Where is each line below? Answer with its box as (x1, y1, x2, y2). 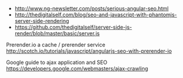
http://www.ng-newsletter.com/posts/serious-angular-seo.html (14, 5, 169, 12)
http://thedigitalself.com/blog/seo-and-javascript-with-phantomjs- (14, 11, 178, 18)
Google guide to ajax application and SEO (6, 59, 108, 66)
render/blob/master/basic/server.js (14, 30, 100, 37)
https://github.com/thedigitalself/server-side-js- (14, 23, 132, 30)
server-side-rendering (14, 18, 69, 24)
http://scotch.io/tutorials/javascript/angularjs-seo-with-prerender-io (6, 48, 172, 55)
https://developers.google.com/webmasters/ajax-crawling (6, 65, 149, 72)
